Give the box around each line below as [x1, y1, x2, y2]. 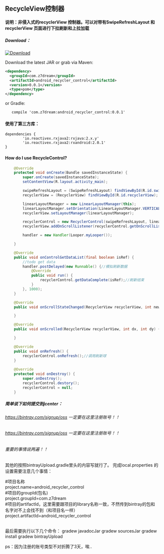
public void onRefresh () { [14, 349, 69, 354]
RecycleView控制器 [5, 4, 65, 13]
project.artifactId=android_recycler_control [5, 513, 91, 519]
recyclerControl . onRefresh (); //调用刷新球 [22, 353, 106, 358]
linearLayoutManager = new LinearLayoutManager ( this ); [22, 202, 137, 206]
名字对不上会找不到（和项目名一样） [5, 507, 78, 513]
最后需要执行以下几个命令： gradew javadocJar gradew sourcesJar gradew [5, 528, 157, 534]
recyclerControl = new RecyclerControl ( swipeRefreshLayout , [22, 219, 147, 225]
